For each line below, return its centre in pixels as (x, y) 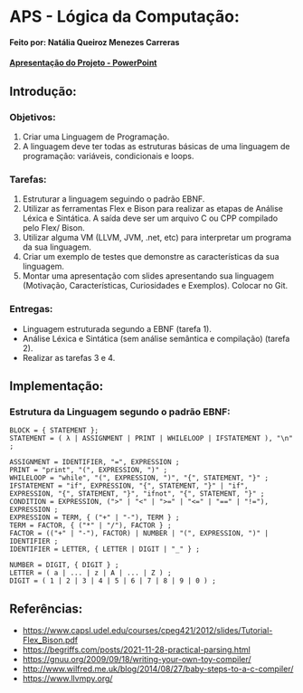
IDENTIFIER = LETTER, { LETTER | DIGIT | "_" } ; (105, 549)
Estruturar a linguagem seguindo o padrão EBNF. (114, 199)
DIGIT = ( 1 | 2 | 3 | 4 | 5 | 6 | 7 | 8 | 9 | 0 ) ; (113, 581)
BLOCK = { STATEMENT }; (54, 431)
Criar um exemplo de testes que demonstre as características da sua (151, 257)
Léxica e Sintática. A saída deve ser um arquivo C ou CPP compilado (150, 218)
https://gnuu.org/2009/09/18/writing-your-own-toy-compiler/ (137, 660)
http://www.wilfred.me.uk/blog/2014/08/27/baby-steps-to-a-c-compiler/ (158, 669)
